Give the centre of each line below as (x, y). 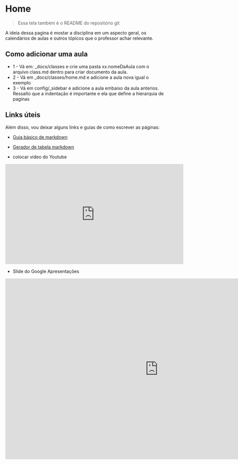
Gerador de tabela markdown (43, 147)
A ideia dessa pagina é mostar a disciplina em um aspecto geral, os (76, 33)
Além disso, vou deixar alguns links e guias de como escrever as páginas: (83, 127)
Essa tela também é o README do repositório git (69, 23)
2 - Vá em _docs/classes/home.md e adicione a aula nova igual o (81, 77)
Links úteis (23, 115)
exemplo (22, 82)
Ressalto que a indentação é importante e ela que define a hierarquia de (88, 93)
